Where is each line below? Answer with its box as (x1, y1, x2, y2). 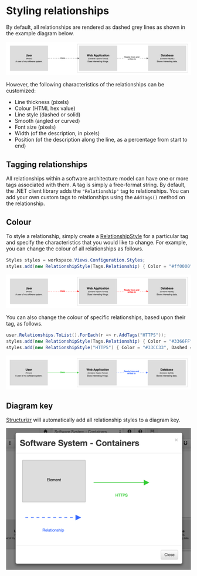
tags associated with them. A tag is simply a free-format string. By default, (6, 181, 186, 189)
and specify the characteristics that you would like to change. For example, (6, 239, 188, 246)
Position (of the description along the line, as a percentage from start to (14, 136, 188, 143)
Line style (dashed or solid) (14, 111, 81, 118)
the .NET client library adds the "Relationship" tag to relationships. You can (6, 187, 189, 195)
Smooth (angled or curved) (14, 118, 80, 125)
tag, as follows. (6, 320, 43, 327)
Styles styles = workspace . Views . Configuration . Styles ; (6, 257, 145, 263)
